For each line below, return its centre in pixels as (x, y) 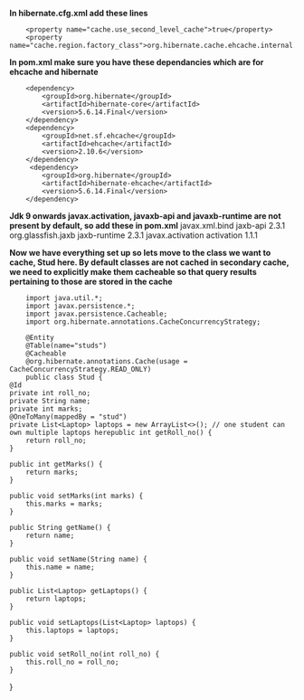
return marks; (52, 472)
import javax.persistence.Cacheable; (97, 314)
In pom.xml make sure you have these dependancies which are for (137, 62)
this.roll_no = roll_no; (72, 662)
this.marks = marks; (64, 504)
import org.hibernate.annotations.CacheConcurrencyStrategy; (143, 322)
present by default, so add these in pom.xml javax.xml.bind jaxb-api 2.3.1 (147, 226)
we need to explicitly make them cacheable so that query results (133, 272)
